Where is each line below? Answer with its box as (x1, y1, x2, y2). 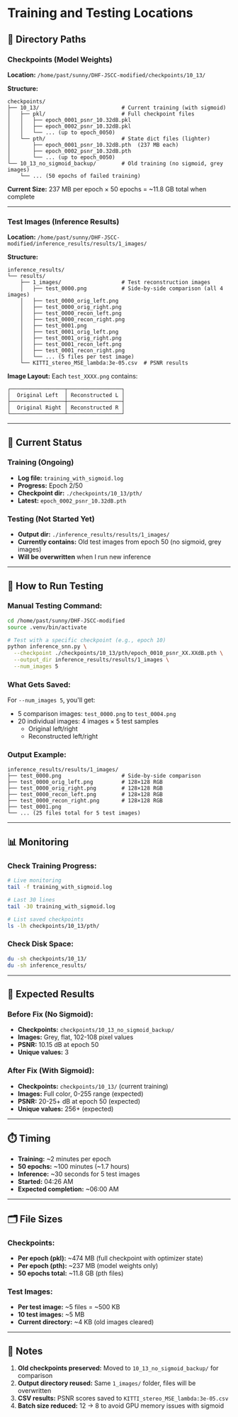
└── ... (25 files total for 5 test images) (7, 810, 141, 817)
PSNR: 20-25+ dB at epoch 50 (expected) (17, 1097, 140, 1105)
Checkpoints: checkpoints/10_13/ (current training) (17, 1082, 169, 1090)
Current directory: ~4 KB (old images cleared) (17, 1318, 154, 1326)
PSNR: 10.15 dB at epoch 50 (17, 1041, 99, 1049)
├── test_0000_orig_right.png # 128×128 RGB (7, 785, 163, 792)
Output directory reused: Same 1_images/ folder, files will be (17, 1379, 196, 1387)
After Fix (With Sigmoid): (7, 1065, 95, 1075)
